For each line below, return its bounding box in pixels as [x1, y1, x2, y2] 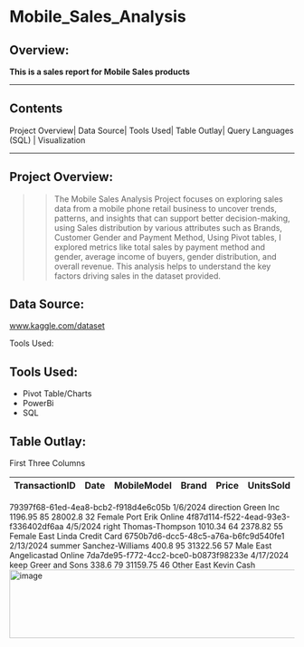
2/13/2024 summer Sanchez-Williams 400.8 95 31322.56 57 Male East [9, 540, 272, 551]
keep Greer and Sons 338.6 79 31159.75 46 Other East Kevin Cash [9, 559, 256, 571]
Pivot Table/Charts [22, 388, 92, 399]
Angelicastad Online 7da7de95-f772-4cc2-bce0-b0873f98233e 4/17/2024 [9, 550, 290, 561]
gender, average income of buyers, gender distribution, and [53, 251, 277, 262]
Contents [9, 101, 63, 117]
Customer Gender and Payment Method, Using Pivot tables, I [53, 232, 282, 243]
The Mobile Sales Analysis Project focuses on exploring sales [53, 193, 283, 205]
